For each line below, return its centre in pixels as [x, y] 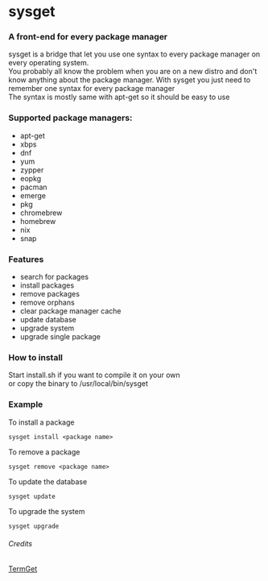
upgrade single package [60, 337]
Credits [21, 544]
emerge [33, 195]
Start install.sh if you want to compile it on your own [95, 375]
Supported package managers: [70, 118]
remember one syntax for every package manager [92, 89]
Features [26, 259]
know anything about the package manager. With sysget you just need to [130, 80]
